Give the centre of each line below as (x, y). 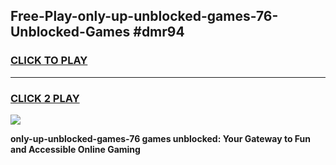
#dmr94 (159, 32)
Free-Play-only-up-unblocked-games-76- (144, 16)
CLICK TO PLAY (49, 61)
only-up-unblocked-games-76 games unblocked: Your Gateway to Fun (161, 138)
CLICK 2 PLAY (45, 98)
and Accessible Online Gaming (75, 149)
